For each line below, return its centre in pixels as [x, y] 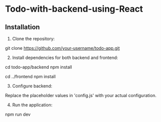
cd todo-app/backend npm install [39, 67]
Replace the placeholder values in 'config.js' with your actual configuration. [81, 95]
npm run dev [18, 114]
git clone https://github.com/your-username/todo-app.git [62, 48]
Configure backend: [32, 86]
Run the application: [32, 105]
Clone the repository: [33, 39]
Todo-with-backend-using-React [74, 9]
